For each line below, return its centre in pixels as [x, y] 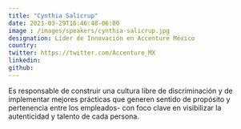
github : [21, 68]
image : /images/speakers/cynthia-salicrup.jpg [89, 30]
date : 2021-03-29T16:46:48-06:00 [64, 23]
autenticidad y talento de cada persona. [74, 116]
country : [23, 46]
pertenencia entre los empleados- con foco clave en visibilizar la [115, 107]
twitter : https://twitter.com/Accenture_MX [82, 53]
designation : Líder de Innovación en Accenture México [102, 38]
